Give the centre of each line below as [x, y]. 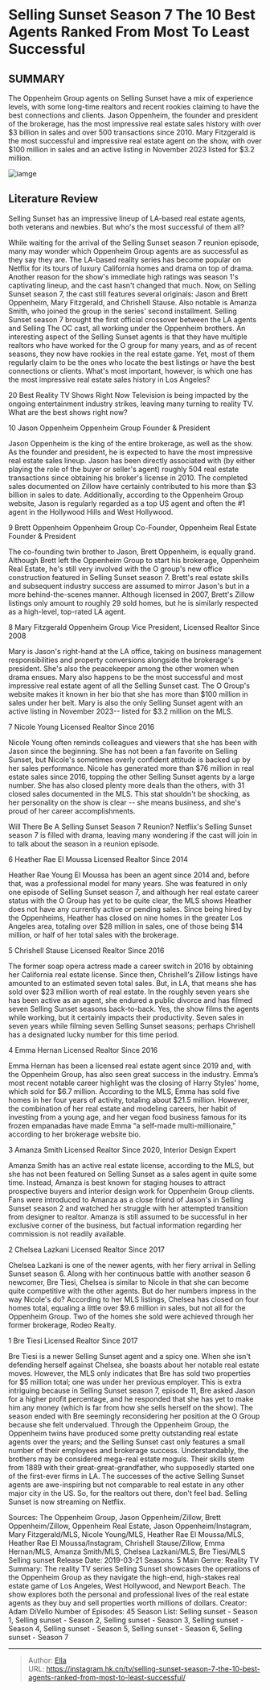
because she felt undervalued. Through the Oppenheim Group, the [119, 1424]
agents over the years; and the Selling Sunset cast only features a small [127, 1441]
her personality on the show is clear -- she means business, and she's [125, 802]
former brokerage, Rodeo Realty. [62, 1325]
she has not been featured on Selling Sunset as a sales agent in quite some [133, 1174]
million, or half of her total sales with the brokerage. [94, 934]
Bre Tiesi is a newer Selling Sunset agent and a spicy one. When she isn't [130, 1356]
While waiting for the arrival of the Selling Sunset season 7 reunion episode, [134, 242]
